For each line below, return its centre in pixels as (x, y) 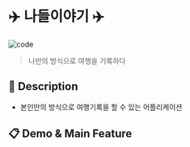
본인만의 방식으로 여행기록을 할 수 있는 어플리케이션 (101, 107)
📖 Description (43, 86)
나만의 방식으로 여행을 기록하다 (77, 60)
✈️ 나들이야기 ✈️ (57, 16)
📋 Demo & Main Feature (70, 134)
